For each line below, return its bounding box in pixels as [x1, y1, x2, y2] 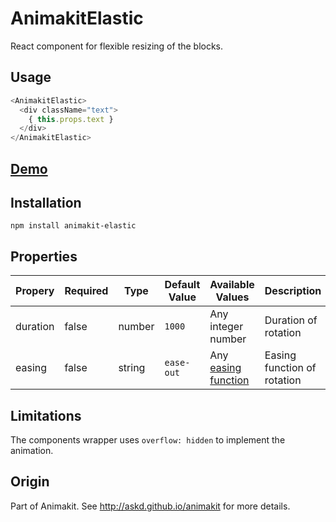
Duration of [264, 313, 318, 327]
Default [164, 278, 201, 292]
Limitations [10, 407, 82, 424]
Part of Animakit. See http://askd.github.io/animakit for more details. [10, 500, 291, 512]
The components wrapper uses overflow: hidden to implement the [10, 433, 286, 446]
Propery [15, 284, 55, 298]
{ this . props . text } [28, 114, 114, 124]
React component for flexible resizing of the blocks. [10, 40, 224, 52]
